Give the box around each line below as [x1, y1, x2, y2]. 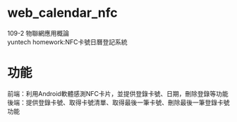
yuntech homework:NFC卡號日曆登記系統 [7, 37, 128, 46]
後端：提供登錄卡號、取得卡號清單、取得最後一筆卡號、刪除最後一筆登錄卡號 [7, 98, 230, 107]
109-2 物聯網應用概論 [7, 29, 69, 37]
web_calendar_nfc [7, 5, 118, 21]
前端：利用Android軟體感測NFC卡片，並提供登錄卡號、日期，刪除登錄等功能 [7, 89, 229, 97]
